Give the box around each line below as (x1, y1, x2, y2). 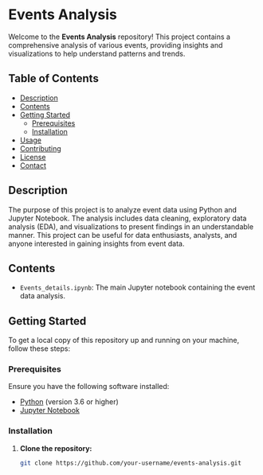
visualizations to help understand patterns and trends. (8, 49, 186, 58)
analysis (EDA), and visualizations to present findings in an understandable (8, 221, 253, 232)
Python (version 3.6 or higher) (19, 397, 120, 407)
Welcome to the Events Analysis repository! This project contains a (8, 32, 231, 41)
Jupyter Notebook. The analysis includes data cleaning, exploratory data (8, 213, 247, 223)
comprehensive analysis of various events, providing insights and (8, 40, 223, 49)
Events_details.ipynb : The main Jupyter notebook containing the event (19, 282, 256, 292)
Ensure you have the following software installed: (8, 382, 170, 391)
